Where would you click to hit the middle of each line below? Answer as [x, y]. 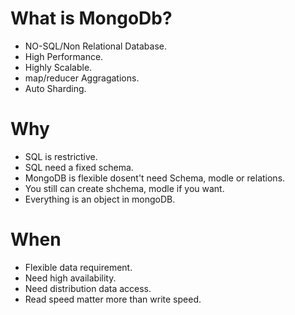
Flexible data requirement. [78, 267]
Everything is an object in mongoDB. [100, 199]
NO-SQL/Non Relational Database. [95, 46]
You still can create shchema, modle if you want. [124, 188]
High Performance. [64, 56]
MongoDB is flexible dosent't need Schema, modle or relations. [155, 178]
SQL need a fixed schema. [79, 167]
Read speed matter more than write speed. [113, 299]
